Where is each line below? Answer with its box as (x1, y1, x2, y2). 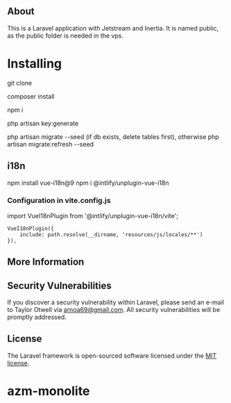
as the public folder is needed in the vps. (7, 31, 123, 40)
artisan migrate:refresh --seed (7, 140, 94, 148)
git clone (7, 79, 33, 87)
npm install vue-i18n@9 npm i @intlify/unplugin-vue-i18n (7, 179, 169, 187)
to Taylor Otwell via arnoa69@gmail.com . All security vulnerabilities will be (7, 306, 221, 314)
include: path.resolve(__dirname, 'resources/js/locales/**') (19, 231, 203, 238)
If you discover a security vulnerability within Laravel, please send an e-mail (7, 298, 224, 306)
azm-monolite (7, 384, 90, 399)
